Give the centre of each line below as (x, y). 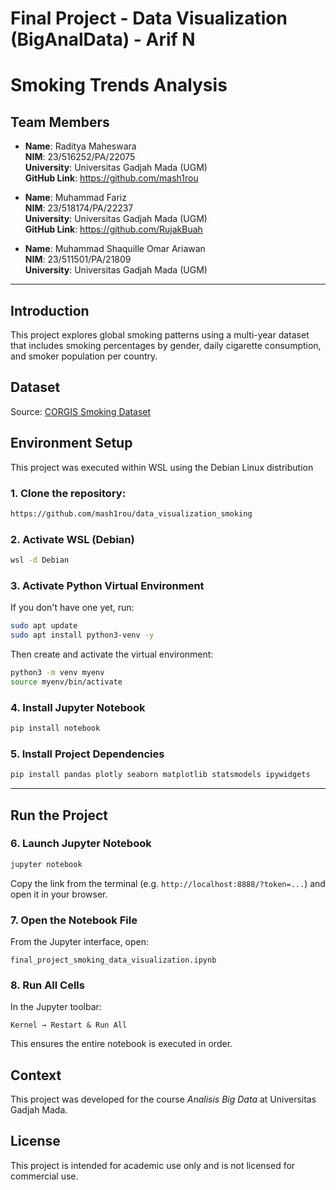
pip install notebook (55, 728)
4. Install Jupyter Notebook (78, 707)
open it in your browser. (59, 894)
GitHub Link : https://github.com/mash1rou (111, 178)
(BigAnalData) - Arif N (103, 39)
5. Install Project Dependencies (87, 754)
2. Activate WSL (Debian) (72, 539)
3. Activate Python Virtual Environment (107, 585)
